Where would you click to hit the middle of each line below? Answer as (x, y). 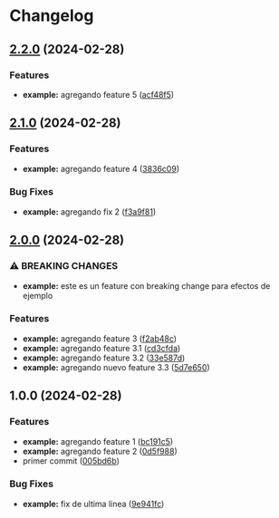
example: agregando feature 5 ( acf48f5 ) (98, 94)
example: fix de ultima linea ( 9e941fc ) (93, 504)
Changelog (52, 16)
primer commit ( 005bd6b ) (71, 460)
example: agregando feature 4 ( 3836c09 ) (101, 168)
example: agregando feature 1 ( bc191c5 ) (98, 441)
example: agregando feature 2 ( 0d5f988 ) (100, 451)
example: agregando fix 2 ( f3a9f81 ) (89, 211)
